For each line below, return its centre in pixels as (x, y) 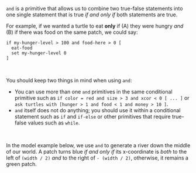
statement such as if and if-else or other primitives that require (92, 117)
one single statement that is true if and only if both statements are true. (92, 15)
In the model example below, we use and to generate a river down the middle (98, 145)
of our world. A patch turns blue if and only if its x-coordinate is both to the (97, 152)
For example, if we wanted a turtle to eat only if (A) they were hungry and (95, 26)
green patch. (21, 164)
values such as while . (54, 123)
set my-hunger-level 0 (39, 53)
